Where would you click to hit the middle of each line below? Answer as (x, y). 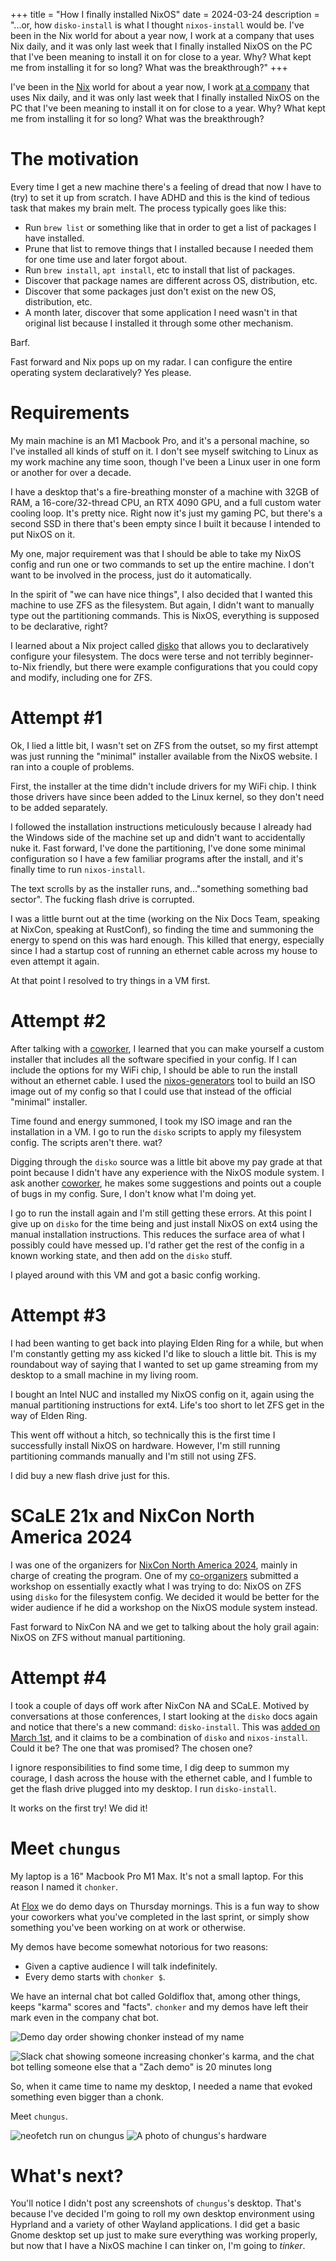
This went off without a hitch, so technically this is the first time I (143, 1435)
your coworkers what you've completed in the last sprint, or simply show (160, 1916)
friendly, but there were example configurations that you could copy (178, 666)
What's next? (67, 2175)
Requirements (70, 413)
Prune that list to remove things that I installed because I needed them (169, 248)
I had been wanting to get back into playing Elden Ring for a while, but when (167, 1343)
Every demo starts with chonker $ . (95, 1976)
